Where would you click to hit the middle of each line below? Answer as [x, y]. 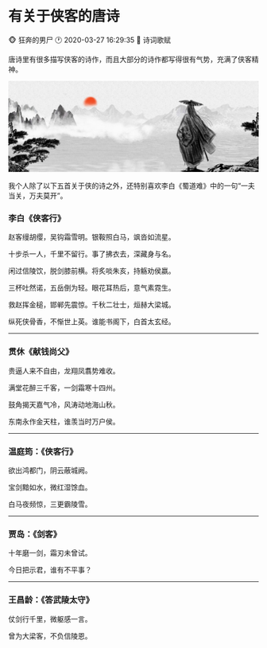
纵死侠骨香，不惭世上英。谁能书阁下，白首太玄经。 [92, 322]
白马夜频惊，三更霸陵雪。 [50, 504]
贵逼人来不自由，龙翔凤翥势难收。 [64, 370]
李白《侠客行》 [37, 218]
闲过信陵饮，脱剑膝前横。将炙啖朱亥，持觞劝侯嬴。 [92, 271]
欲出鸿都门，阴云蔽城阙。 [50, 470]
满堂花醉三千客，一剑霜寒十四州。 [64, 388]
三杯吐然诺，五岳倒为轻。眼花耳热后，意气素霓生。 [92, 288]
